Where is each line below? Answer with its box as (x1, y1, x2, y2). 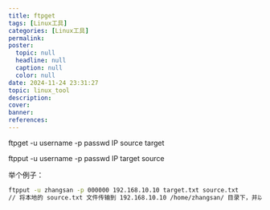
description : (8, 94, 52, 102)
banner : (8, 109, 35, 117)
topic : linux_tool (8, 86, 70, 95)
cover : (8, 101, 31, 109)
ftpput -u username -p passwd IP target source (8, 153, 165, 163)
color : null (15, 71, 56, 79)
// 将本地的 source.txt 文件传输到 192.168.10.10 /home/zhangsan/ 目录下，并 (8, 193, 258, 201)
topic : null (15, 49, 56, 57)
